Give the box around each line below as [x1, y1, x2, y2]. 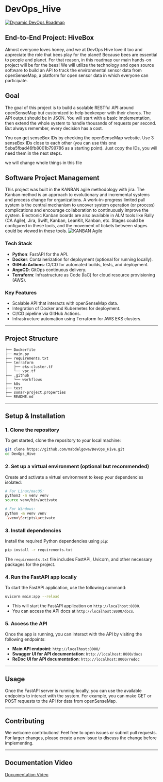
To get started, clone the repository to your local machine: [5, 437, 121, 443]
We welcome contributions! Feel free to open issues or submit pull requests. [5, 730, 157, 736]
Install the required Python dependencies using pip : [5, 538, 109, 544]
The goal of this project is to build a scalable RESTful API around [5, 105, 134, 110]
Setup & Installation [5, 412, 65, 420]
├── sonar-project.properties [5, 390, 66, 395]
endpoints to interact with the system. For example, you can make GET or [5, 693, 152, 699]
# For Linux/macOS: [5, 489, 45, 493]
